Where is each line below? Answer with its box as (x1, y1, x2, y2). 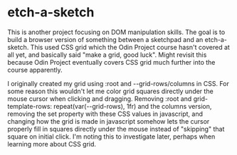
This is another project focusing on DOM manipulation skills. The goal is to (7, 28, 226, 36)
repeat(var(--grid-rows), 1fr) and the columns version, (53, 102, 212, 110)
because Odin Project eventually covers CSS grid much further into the (7, 58, 216, 66)
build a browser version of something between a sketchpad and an (7, 35, 204, 43)
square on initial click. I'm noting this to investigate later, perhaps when (7, 132, 216, 141)
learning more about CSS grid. (7, 139, 97, 148)
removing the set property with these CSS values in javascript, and (7, 109, 203, 118)
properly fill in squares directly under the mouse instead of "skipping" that (7, 124, 225, 133)
